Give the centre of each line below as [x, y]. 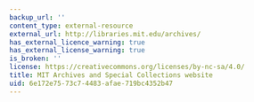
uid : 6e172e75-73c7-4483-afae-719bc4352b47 [91, 83]
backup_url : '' [37, 17]
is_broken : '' [36, 59]
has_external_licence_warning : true [77, 42]
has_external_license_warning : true [77, 51]
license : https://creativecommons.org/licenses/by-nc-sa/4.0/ [127, 67]
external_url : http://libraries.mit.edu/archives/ [105, 34]
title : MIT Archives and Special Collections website [111, 75]
